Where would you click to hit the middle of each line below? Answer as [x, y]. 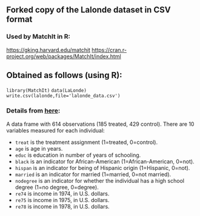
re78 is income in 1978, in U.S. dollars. [62, 206]
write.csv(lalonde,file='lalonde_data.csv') [63, 96]
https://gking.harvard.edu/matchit [48, 50]
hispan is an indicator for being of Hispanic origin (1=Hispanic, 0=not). [102, 168]
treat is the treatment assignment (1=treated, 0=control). [86, 142]
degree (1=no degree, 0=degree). [57, 187]
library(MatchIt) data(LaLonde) [46, 90]
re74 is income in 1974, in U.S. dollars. [62, 194]
